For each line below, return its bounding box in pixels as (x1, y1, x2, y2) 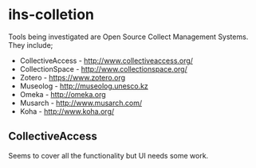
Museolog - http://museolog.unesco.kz (19, 81, 149, 91)
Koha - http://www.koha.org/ (19, 106, 115, 116)
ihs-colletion (8, 6, 94, 24)
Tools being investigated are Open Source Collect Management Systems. (8, 32, 249, 41)
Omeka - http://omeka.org (19, 89, 106, 99)
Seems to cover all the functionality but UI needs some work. (8, 150, 209, 160)
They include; (8, 40, 53, 49)
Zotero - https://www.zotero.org (19, 72, 126, 82)
